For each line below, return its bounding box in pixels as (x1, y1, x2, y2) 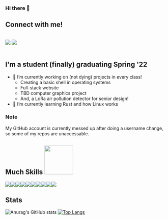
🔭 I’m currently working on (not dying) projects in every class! (12, 74, 142, 80)
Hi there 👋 (5, 5, 31, 12)
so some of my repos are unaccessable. (5, 130, 90, 137)
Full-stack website (20, 84, 59, 91)
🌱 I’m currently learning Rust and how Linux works (12, 101, 119, 107)
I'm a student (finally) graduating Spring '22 (5, 60, 148, 69)
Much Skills (5, 168, 43, 177)
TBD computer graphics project (20, 90, 87, 96)
